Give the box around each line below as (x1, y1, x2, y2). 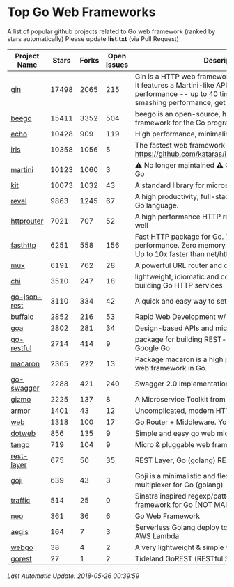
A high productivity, (134, 191, 200, 201)
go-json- (10, 292, 42, 302)
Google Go (134, 343, 171, 352)
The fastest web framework (134, 140, 226, 150)
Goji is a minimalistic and (134, 471, 216, 480)
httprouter (10, 216, 44, 226)
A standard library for (134, 180, 205, 190)
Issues (105, 60, 129, 70)
